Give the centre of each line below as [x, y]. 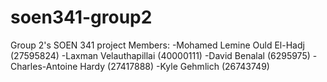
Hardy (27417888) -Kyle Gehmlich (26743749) [174, 66]
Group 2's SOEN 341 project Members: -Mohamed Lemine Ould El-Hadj [157, 45]
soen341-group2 [81, 17]
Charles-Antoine [44, 66]
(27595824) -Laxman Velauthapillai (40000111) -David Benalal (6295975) [160, 55]
